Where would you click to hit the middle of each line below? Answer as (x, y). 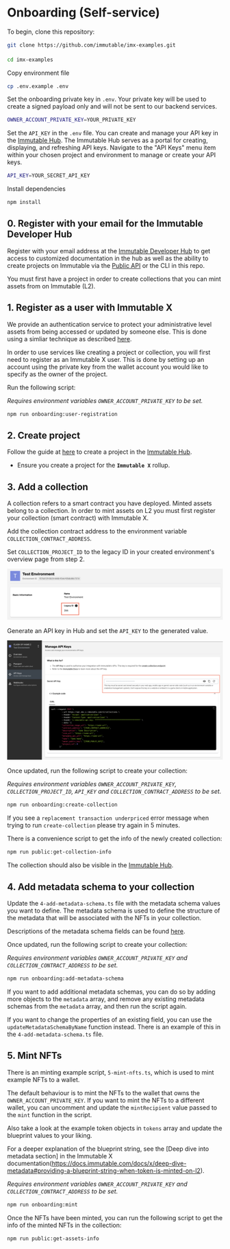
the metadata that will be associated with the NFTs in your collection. (104, 917)
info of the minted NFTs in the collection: (64, 1225)
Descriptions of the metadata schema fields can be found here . (96, 931)
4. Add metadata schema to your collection (101, 887)
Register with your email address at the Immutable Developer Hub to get (109, 251)
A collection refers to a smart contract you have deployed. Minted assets (110, 503)
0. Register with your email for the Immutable (105, 224)
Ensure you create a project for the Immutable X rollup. (93, 466)
